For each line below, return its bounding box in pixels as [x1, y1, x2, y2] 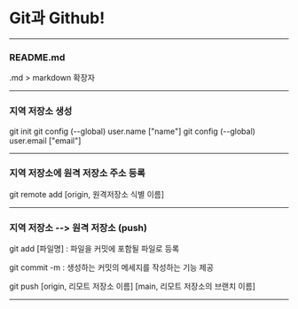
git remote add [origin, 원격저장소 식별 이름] [9, 189, 165, 199]
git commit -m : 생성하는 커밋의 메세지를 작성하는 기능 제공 [9, 262, 215, 273]
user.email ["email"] [9, 135, 82, 146]
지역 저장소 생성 [9, 105, 73, 118]
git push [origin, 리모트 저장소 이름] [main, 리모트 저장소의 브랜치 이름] [9, 281, 255, 292]
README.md [9, 50, 66, 63]
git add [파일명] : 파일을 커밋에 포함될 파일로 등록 [9, 243, 180, 254]
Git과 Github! [9, 8, 106, 28]
